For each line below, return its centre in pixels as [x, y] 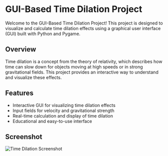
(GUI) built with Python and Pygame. [43, 33]
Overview [21, 49]
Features [19, 93]
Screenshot [24, 137]
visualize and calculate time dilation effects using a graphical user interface [83, 28]
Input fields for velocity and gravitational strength [63, 110]
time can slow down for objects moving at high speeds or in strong [74, 66]
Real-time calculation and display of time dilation [63, 115]
